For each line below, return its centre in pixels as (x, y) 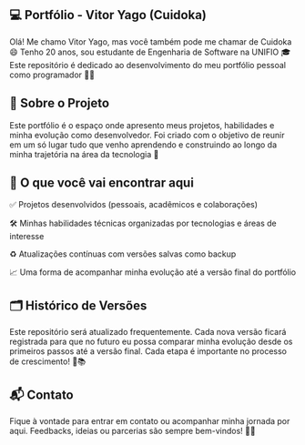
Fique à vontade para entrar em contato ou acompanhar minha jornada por (150, 421)
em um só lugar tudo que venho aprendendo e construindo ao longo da (143, 145)
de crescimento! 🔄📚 (48, 361)
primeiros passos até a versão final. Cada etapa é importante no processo (148, 351)
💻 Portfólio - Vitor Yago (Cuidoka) (108, 15)
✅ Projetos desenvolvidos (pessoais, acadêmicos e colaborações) (133, 205)
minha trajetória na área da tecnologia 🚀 (84, 154)
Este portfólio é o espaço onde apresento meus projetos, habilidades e (142, 125)
